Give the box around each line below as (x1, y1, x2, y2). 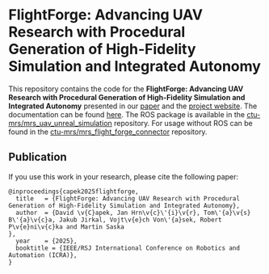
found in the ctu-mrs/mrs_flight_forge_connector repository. (8, 127, 208, 137)
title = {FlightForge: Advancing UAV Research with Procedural (15, 194, 241, 203)
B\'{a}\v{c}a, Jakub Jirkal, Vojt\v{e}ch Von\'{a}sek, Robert (8, 216, 222, 224)
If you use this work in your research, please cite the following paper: (8, 171, 239, 181)
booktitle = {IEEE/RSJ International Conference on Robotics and (15, 244, 241, 252)
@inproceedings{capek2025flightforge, (8, 188, 139, 196)
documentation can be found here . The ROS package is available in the (8, 109, 245, 119)
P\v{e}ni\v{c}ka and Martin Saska (8, 222, 125, 231)
